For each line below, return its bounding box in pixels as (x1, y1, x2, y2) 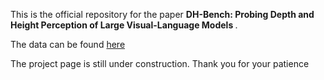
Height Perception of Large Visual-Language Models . (10, 19, 238, 31)
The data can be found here (10, 39, 126, 50)
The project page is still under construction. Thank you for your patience (10, 58, 310, 69)
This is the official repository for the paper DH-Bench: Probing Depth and (10, 9, 315, 20)
